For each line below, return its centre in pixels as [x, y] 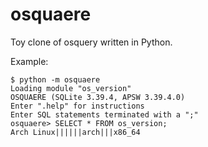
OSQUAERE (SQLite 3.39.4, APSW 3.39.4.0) [98, 97]
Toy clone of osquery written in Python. [91, 42]
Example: [29, 61]
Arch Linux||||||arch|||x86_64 [75, 132]
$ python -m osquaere [55, 79]
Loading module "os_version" [71, 88]
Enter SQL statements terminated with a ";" [104, 114]
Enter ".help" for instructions [77, 106]
